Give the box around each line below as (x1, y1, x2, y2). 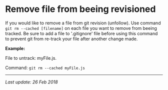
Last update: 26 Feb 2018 (5, 79, 58, 85)
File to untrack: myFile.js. (5, 55, 56, 61)
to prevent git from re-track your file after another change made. (5, 36, 138, 42)
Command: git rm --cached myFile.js (5, 65, 85, 71)
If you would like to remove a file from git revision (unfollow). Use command (5, 20, 161, 26)
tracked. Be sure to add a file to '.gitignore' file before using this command (5, 30, 158, 36)
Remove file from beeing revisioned (5, 3, 156, 15)
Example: (5, 45, 25, 51)
